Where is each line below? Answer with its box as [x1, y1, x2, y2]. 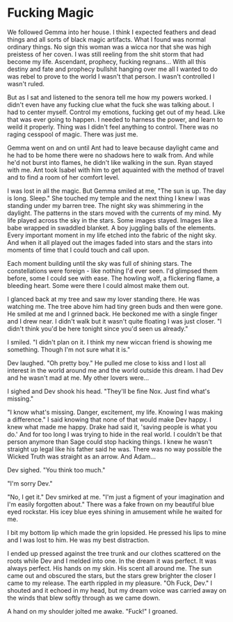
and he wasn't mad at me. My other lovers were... [7, 374, 150, 382]
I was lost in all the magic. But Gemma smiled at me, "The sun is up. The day [7, 186, 226, 195]
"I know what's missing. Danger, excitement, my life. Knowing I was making [7, 408, 223, 416]
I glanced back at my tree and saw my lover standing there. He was [7, 294, 200, 303]
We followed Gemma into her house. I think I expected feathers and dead [7, 28, 217, 36]
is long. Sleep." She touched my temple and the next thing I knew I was [7, 193, 211, 202]
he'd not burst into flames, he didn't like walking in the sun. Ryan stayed [7, 158, 214, 166]
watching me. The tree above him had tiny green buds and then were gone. [7, 302, 223, 310]
